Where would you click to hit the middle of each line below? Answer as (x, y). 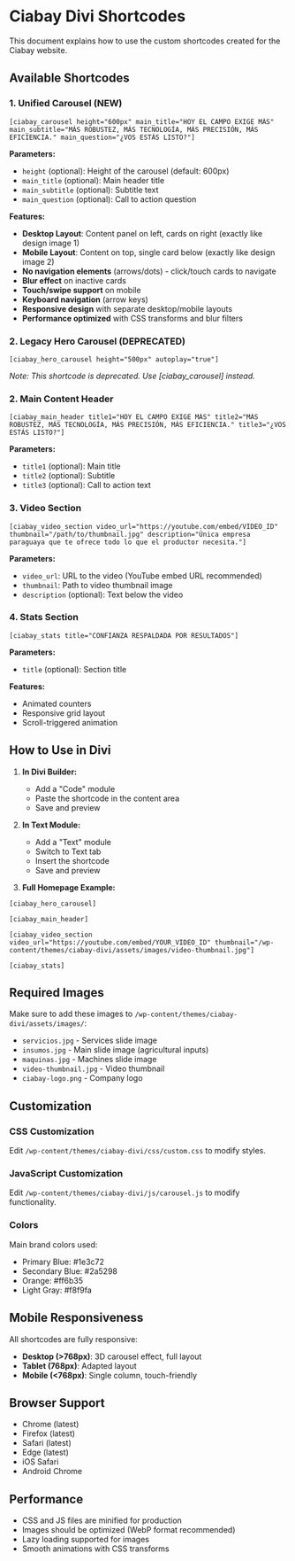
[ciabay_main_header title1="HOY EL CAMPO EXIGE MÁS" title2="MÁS (134, 417)
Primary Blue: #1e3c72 (63, 1262)
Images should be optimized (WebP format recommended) (129, 1530)
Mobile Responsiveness (76, 1318)
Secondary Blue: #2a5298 (69, 1271)
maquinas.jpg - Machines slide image (89, 1060)
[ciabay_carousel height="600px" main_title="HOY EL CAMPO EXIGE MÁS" (142, 121)
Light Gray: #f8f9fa (57, 1290)
